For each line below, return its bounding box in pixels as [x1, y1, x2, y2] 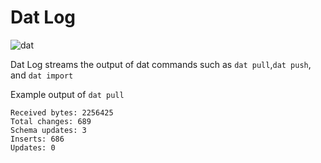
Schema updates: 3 [10, 125, 87, 135]
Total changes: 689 [10, 116, 92, 126]
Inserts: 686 [10, 134, 65, 144]
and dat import [10, 69, 74, 81]
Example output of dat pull [10, 88, 125, 100]
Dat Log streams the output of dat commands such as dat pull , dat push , [10, 58, 312, 70]
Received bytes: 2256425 [10, 107, 114, 118]
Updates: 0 [10, 142, 56, 153]
